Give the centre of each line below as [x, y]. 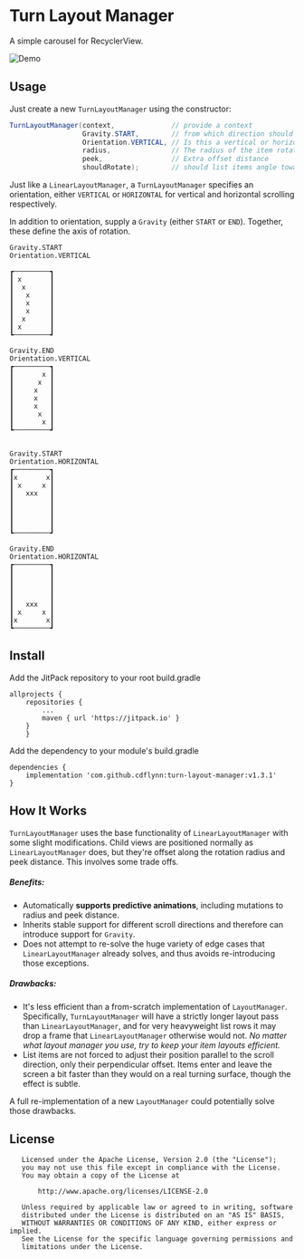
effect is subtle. [52, 1083]
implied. [26, 1231]
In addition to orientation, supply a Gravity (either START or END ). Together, [146, 221]
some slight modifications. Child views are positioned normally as [131, 842]
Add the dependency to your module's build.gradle [104, 750]
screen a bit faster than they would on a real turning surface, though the [157, 1073]
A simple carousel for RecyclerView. [76, 41]
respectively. [33, 204]
